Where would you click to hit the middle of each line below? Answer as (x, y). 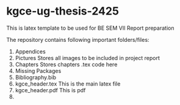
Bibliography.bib (36, 77)
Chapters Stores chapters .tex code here (66, 64)
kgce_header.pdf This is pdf (50, 90)
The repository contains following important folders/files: (78, 39)
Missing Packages (38, 70)
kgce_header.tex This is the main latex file (68, 84)
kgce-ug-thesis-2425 (63, 11)
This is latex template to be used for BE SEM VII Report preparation (90, 28)
